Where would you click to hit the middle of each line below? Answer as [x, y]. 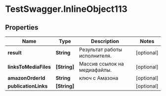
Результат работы [101, 49]
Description [105, 41]
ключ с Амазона [99, 78]
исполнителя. [95, 56]
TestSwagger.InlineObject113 [66, 9]
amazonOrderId [26, 78]
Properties [22, 27]
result [15, 53]
